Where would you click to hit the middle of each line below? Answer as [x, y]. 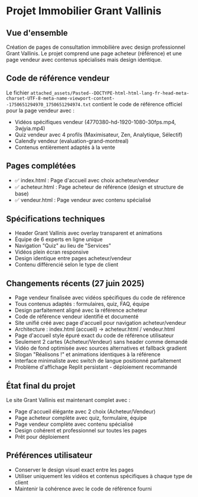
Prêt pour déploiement [42, 437]
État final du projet [41, 386]
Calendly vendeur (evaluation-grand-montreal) [72, 141]
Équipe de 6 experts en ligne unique [59, 239]
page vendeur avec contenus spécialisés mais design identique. [84, 60]
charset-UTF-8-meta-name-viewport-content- [61, 98]
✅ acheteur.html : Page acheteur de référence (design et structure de [99, 187]
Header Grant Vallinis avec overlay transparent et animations [88, 233]
